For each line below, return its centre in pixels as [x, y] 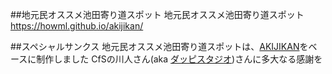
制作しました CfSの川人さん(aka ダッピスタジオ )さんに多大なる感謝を [179, 59]
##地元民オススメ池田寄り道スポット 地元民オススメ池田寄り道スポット [157, 14]
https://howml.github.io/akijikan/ [77, 26]
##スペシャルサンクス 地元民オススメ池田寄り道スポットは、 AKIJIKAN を [159, 46]
